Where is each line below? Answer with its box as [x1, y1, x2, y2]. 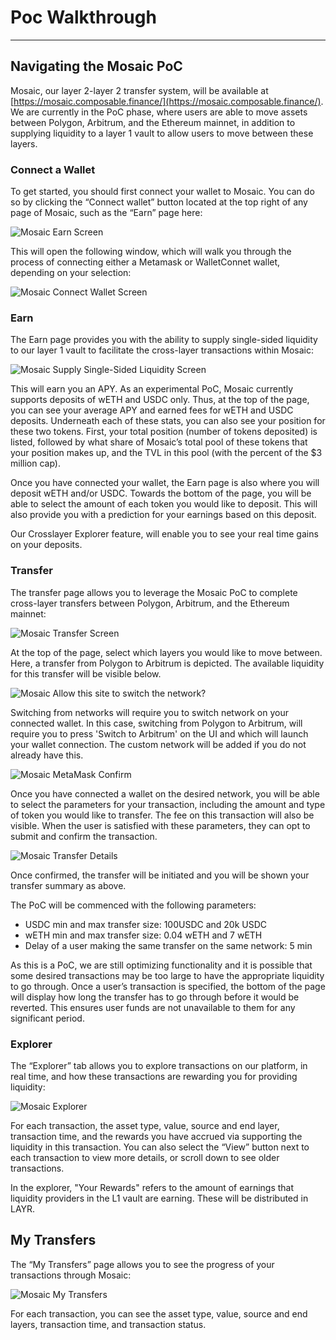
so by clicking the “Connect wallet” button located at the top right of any [10, 196, 308, 208]
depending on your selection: [10, 267, 132, 279]
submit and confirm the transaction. [10, 830, 158, 842]
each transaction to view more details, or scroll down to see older [10, 1151, 280, 1163]
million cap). [10, 457, 61, 470]
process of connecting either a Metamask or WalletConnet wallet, [10, 256, 281, 268]
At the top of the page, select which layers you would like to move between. [10, 646, 323, 658]
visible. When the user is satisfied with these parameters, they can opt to [10, 819, 311, 831]
